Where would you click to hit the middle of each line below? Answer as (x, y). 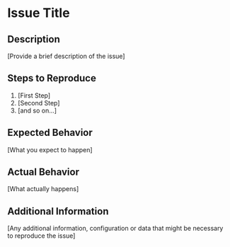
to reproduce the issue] (41, 236)
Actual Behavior (44, 172)
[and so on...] (37, 110)
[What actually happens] (43, 189)
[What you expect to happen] (50, 149)
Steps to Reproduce (52, 78)
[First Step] (34, 95)
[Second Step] (39, 103)
